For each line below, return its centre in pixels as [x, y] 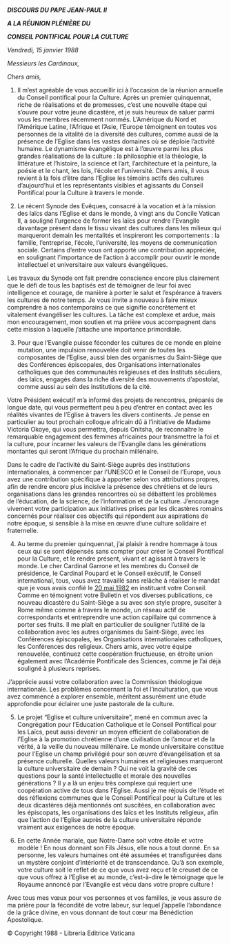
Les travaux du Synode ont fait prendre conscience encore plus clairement [113, 278]
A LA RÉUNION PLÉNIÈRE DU [49, 23]
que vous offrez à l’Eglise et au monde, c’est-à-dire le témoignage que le [120, 877]
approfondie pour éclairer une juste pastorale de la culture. [91, 704]
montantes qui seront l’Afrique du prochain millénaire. [83, 451]
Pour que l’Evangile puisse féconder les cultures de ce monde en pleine [119, 343]
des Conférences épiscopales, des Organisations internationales [109, 364]
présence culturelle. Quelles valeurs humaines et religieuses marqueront [120, 761]
